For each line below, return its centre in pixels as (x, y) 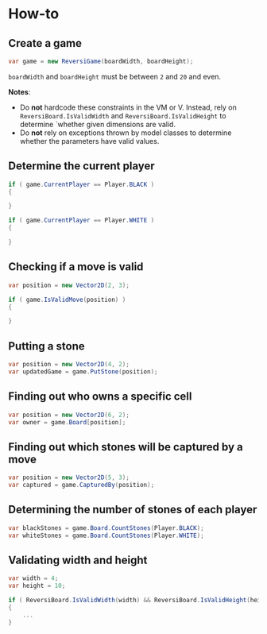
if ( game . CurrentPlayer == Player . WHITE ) (81, 220)
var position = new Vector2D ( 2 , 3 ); (69, 285)
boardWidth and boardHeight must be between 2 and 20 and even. (114, 76)
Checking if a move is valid (76, 267)
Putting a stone (46, 346)
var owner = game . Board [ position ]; (67, 422)
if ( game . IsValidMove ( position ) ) (67, 300)
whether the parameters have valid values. (89, 141)
